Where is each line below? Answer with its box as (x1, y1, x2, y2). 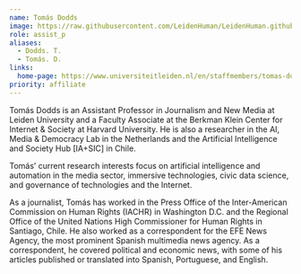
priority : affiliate (9, 80, 87, 89)
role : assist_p (9, 30, 66, 39)
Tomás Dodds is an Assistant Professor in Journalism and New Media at (9, 104, 275, 115)
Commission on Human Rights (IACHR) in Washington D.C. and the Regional (9, 206, 288, 217)
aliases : (9, 38, 42, 48)
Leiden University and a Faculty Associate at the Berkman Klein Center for (9, 114, 283, 125)
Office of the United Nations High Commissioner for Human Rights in (9, 216, 262, 226)
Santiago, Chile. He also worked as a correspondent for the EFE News (9, 225, 267, 236)
